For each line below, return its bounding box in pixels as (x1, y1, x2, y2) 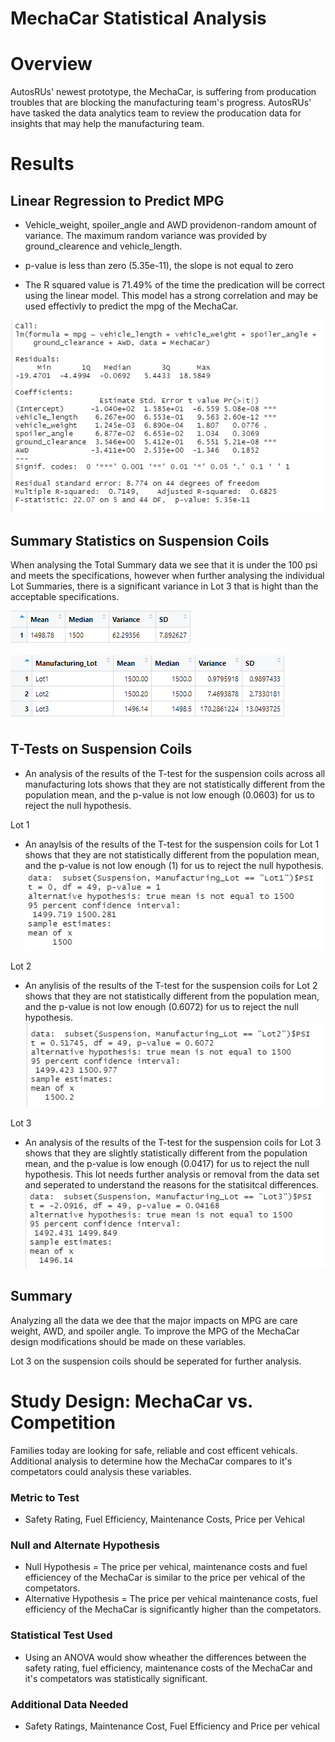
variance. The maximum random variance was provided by (24, 230, 268, 242)
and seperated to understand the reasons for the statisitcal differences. (24, 1178, 319, 1191)
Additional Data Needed (10, 1697, 129, 1711)
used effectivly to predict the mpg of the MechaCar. (24, 300, 239, 312)
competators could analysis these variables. (10, 1465, 192, 1477)
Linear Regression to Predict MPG (10, 192, 225, 209)
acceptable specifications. (10, 590, 120, 602)
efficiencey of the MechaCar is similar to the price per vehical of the (24, 1572, 306, 1584)
